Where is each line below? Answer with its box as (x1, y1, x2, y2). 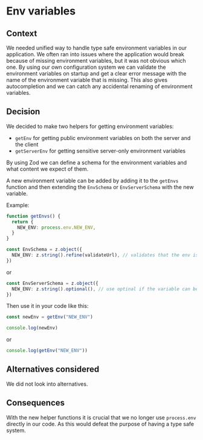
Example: (6, 201, 30, 209)
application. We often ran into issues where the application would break (6, 51, 184, 58)
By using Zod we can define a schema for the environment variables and (6, 159, 187, 166)
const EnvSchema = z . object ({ (6, 246, 83, 253)
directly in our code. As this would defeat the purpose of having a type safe (6, 420, 195, 427)
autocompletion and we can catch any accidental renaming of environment (6, 83, 193, 90)
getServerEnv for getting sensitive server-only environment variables (14, 147, 186, 155)
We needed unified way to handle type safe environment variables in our (6, 44, 187, 51)
